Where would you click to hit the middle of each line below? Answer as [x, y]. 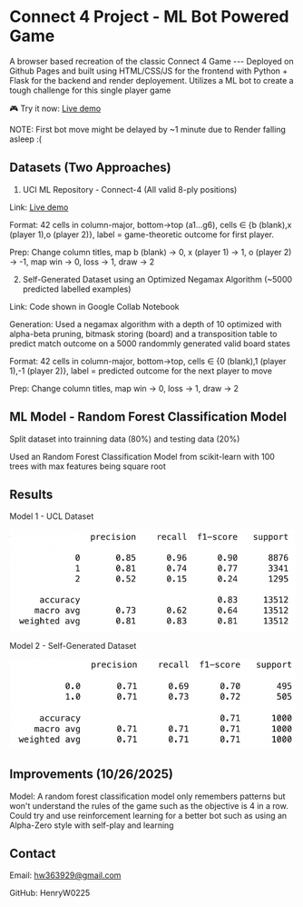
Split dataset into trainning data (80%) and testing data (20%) [125, 439]
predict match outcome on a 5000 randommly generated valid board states [150, 344]
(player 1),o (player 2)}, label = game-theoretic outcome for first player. [142, 234]
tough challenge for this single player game [90, 90]
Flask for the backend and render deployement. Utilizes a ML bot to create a [151, 80]
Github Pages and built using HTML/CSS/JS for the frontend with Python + [149, 71]
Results [31, 494]
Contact [33, 853]
